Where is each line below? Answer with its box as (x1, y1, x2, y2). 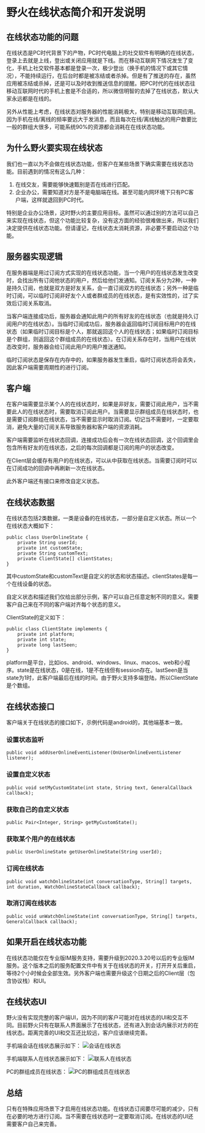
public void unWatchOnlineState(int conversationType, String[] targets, (6, 913, 198, 919)
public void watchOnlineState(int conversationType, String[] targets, (6, 878, 192, 884)
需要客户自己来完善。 (6, 1120, 60, 1128)
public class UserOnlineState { (6, 534, 88, 541)
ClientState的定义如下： (6, 614, 67, 621)
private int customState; (17, 545, 84, 552)
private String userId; (17, 540, 78, 546)
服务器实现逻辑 (6, 252, 63, 262)
